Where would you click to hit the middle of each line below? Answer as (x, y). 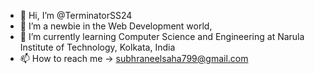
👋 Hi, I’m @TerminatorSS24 (76, 15)
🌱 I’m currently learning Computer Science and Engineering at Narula (162, 36)
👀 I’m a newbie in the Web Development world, (116, 26)
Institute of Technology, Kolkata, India (97, 47)
